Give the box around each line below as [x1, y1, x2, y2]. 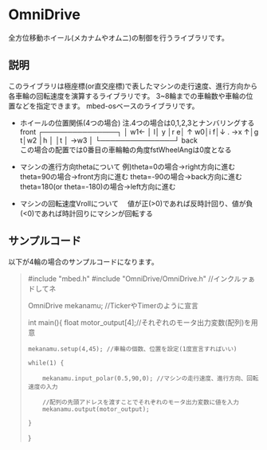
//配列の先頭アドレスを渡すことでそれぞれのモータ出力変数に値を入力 [42, 398, 239, 406]
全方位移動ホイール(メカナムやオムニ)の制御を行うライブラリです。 [8, 33, 229, 42]
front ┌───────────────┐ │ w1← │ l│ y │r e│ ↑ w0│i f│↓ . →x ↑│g [19, 127, 259, 136]
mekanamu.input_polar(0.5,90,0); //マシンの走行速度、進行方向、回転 [42, 374, 259, 382]
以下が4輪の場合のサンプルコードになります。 [8, 256, 159, 266]
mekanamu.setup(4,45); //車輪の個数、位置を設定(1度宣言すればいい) [27, 345, 238, 353]
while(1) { [27, 358, 65, 367]
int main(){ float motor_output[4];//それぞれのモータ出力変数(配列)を [27, 317, 251, 327]
